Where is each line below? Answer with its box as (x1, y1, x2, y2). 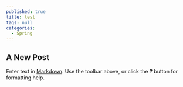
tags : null (6, 19, 33, 25)
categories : (6, 25, 35, 31)
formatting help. (6, 74, 45, 81)
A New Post (6, 52, 50, 62)
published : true (6, 8, 46, 15)
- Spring (11, 31, 33, 36)
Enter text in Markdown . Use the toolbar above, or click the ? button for (6, 68, 178, 75)
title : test (6, 14, 35, 20)
